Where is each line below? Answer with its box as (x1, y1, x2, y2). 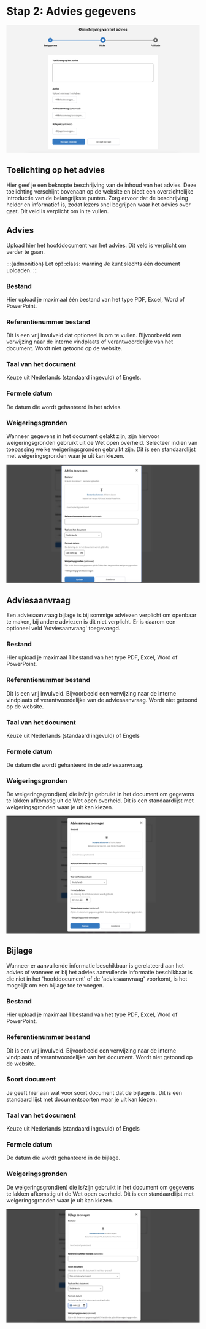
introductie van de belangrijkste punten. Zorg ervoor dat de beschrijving (6, 194, 189, 202)
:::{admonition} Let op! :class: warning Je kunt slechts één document (6, 260, 181, 267)
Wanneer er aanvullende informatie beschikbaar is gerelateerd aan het (6, 962, 185, 969)
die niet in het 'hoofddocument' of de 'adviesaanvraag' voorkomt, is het (6, 975, 188, 982)
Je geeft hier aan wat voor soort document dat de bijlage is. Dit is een (6, 1089, 183, 1096)
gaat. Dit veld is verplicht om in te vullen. (6, 207, 109, 214)
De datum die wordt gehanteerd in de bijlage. (6, 1154, 121, 1162)
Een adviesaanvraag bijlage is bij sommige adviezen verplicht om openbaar (6, 611, 197, 619)
